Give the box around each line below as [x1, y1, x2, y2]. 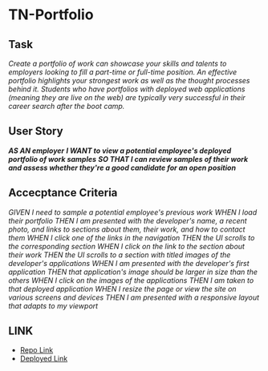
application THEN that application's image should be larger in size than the [8, 267, 258, 276]
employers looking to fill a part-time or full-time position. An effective [8, 67, 238, 77]
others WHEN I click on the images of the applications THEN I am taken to [8, 275, 254, 285]
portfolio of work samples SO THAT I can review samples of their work [8, 154, 249, 163]
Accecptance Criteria [8, 186, 118, 200]
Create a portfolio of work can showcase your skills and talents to [8, 58, 227, 68]
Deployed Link [19, 354, 68, 364]
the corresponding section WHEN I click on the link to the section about [8, 241, 245, 251]
